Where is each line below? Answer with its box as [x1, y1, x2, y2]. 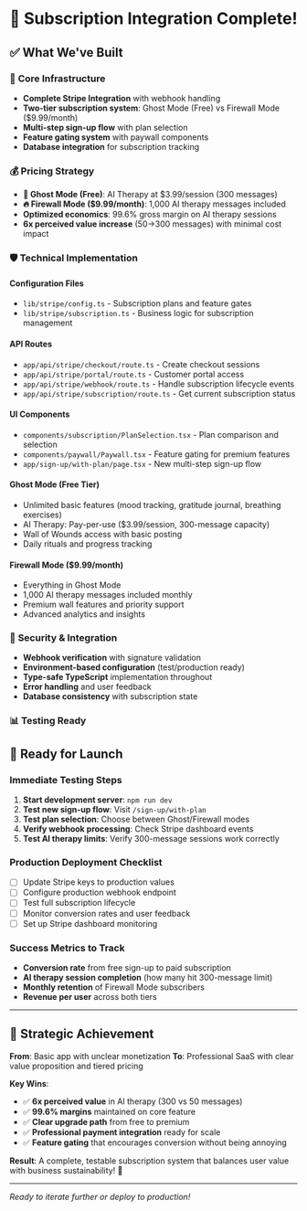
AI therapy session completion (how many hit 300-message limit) [22, 972, 273, 983]
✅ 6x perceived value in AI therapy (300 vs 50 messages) [22, 1096, 243, 1107]
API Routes [9, 338, 53, 349]
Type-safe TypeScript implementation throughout [22, 672, 213, 683]
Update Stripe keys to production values [22, 876, 175, 887]
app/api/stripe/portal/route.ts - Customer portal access [22, 368, 245, 379]
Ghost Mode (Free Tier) [9, 479, 101, 490]
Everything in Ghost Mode [22, 579, 122, 590]
